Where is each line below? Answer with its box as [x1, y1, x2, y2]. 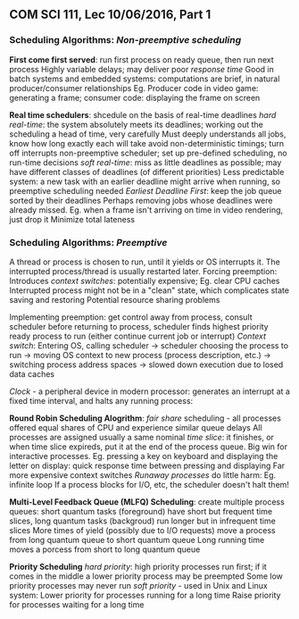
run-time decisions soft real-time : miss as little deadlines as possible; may [9, 156, 282, 168]
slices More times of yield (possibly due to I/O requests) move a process [9, 524, 276, 535]
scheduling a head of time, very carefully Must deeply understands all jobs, [9, 129, 287, 139]
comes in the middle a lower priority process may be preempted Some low [9, 571, 284, 581]
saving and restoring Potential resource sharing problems [9, 294, 220, 305]
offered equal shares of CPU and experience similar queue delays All [9, 422, 262, 432]
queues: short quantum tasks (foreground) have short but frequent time [9, 506, 273, 516]
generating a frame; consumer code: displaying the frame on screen [9, 92, 261, 103]
